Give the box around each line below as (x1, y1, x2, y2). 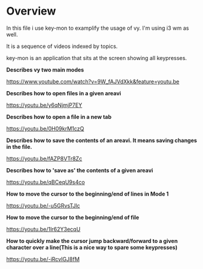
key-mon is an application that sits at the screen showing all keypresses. (6, 54, 187, 61)
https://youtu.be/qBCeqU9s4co (6, 178, 85, 186)
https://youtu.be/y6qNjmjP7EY (6, 101, 82, 109)
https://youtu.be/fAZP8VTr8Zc (6, 155, 82, 162)
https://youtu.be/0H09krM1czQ (6, 124, 84, 132)
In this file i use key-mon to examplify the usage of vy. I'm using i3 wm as (6, 24, 189, 32)
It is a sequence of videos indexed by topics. (6, 43, 118, 50)
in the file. (6, 143, 32, 150)
